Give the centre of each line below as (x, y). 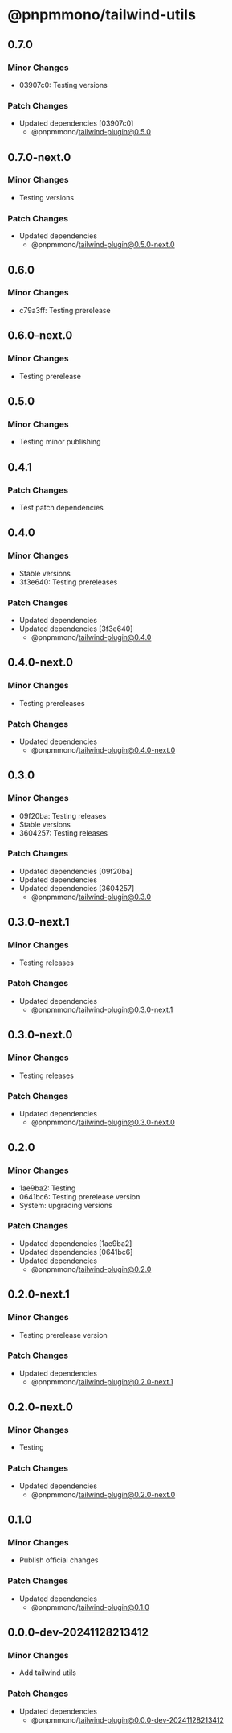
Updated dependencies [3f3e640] (76, 629)
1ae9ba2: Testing (47, 1188)
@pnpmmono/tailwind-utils (102, 15)
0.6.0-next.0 (40, 336)
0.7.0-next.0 (39, 157)
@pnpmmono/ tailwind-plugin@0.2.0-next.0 (103, 1494)
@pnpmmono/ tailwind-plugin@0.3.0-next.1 (102, 1009)
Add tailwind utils (48, 1673)
